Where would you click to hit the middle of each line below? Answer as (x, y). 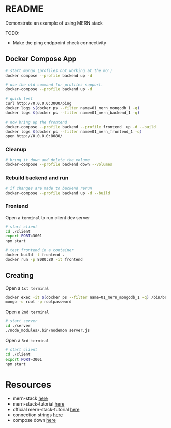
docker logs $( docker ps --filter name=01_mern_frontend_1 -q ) (74, 132)
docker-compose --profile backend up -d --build (58, 193)
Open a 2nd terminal (27, 312)
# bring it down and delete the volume (48, 160)
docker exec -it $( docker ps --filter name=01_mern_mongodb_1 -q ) (77, 297)
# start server (21, 321)
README (24, 9)
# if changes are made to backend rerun (49, 188)
